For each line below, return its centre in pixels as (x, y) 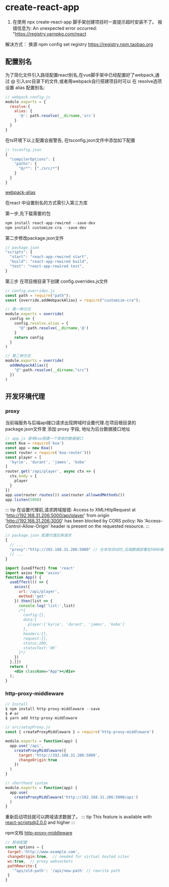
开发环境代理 (25, 396)
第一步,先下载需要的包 (28, 213)
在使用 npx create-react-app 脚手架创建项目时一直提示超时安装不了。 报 (87, 22)
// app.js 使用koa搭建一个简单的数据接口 (44, 439)
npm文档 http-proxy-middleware (39, 833)
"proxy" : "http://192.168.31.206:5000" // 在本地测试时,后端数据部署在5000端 (87, 550)
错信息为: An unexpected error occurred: (55, 28)
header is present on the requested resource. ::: (100, 526)
